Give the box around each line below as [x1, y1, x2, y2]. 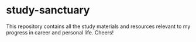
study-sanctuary [6, 3, 90, 17]
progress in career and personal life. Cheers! [6, 29, 114, 36]
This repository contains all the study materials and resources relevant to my [6, 23, 191, 30]
